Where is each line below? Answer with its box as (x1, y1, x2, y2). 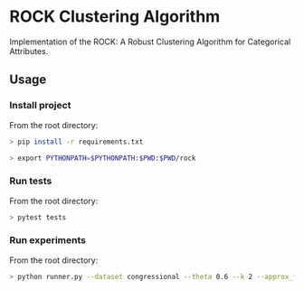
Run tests (9, 174, 52, 187)
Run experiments (9, 234, 87, 247)
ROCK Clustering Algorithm (9, 6, 221, 27)
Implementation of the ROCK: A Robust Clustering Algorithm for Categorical (9, 36, 291, 47)
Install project (9, 99, 71, 112)
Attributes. (9, 45, 49, 56)
